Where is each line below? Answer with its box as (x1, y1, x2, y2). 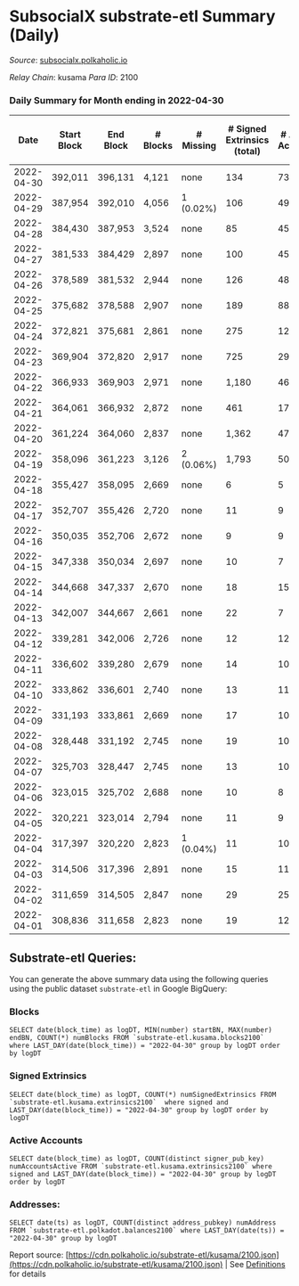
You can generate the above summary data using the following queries (9, 974, 269, 985)
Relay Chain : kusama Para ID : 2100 (9, 71, 139, 82)
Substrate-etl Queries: (9, 950, 137, 965)
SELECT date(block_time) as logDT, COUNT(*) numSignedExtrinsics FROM (9, 1090, 277, 1099)
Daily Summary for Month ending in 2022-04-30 (9, 94, 224, 106)
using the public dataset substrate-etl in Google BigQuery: (9, 983, 228, 995)
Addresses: (9, 1198, 61, 1210)
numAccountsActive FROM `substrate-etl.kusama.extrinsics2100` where (9, 1161, 273, 1171)
